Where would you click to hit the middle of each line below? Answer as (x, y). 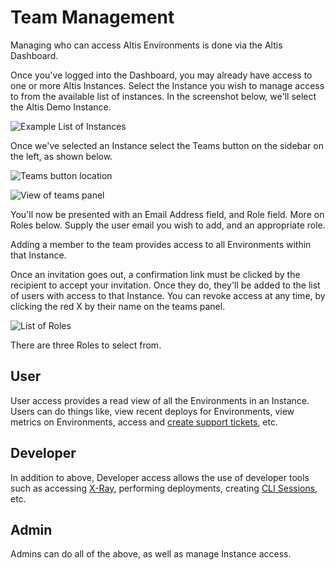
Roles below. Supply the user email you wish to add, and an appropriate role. (168, 225)
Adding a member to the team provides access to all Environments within (161, 244)
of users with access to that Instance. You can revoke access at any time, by (168, 295)
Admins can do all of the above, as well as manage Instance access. (151, 554)
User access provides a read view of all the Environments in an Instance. (160, 400)
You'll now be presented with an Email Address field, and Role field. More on (167, 214)
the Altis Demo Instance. (61, 107)
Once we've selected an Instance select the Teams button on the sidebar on (167, 145)
